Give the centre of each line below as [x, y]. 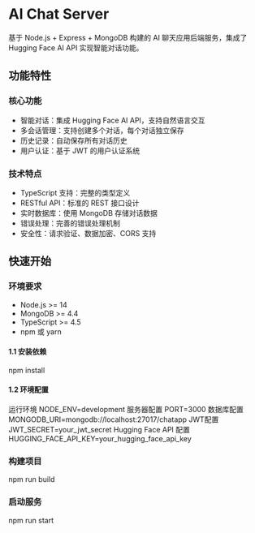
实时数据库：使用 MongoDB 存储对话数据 [89, 213]
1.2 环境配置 [28, 389]
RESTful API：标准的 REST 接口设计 [80, 203]
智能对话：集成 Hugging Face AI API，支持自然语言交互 [112, 120]
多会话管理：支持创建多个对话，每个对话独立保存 [102, 130]
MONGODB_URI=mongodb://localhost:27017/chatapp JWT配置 [114, 419]
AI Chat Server [59, 14]
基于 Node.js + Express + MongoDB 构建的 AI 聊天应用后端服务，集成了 [128, 37]
